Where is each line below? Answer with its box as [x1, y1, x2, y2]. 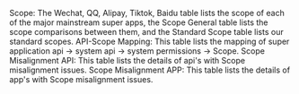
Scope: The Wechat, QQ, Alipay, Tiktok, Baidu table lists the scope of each [9, 8, 285, 18]
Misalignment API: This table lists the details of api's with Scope [9, 56, 245, 65]
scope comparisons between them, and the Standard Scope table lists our [9, 27, 285, 37]
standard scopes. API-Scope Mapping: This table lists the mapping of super [9, 36, 290, 47]
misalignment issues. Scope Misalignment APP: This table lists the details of [9, 64, 290, 75]
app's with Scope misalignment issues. [9, 74, 154, 84]
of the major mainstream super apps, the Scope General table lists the [9, 17, 268, 28]
